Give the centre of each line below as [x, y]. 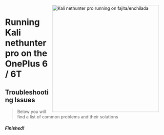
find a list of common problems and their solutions [68, 117]
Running [22, 22]
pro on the [26, 54]
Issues [25, 100]
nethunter [26, 43]
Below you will [31, 112]
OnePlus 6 [26, 64]
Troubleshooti [27, 92]
